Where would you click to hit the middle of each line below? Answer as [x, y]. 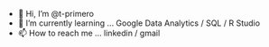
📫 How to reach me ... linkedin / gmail [89, 33]
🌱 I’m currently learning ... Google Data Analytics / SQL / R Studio [139, 23]
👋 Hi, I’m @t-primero [56, 14]
